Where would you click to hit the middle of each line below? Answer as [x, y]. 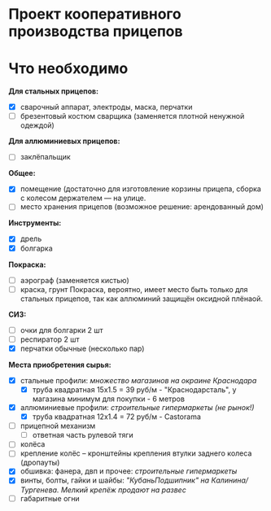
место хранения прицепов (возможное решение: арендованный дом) [142, 207]
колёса [33, 444]
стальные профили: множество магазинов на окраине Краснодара [138, 380]
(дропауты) [40, 463]
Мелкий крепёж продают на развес [124, 490]
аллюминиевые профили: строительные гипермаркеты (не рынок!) [137, 407]
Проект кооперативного [95, 14]
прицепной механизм [58, 426]
